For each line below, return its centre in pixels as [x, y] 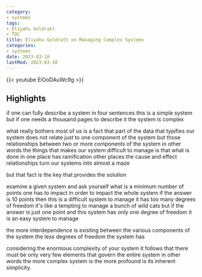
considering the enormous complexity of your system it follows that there [97, 249]
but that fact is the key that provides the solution [66, 175]
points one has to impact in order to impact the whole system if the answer [99, 193]
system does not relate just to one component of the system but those [93, 138]
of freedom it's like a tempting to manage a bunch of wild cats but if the [95, 206]
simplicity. [19, 268]
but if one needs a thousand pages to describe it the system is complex [95, 119]
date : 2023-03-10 [28, 57]
